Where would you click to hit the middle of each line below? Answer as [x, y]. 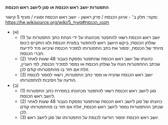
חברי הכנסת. [32, 53]
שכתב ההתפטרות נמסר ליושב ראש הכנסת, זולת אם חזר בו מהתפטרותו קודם [92, 107]
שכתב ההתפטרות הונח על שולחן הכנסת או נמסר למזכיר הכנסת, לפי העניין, [90, 64]
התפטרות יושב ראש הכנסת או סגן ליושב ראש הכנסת [57, 7]
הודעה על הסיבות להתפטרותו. [48, 80]
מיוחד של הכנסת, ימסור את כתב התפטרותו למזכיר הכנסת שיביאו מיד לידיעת [92, 48]
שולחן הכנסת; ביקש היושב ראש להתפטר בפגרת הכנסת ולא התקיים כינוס [88, 43]
